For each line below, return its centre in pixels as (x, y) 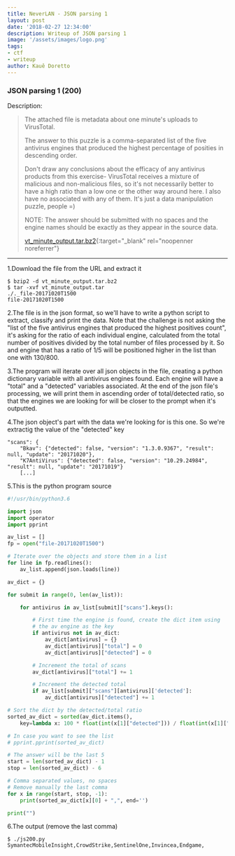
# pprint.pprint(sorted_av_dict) (56, 742)
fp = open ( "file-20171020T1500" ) (56, 544)
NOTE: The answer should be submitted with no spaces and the (116, 220)
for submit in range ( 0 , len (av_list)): (65, 595)
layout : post (26, 20)
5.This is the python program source (59, 486)
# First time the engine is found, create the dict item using (126, 620)
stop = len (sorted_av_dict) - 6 (54, 768)
